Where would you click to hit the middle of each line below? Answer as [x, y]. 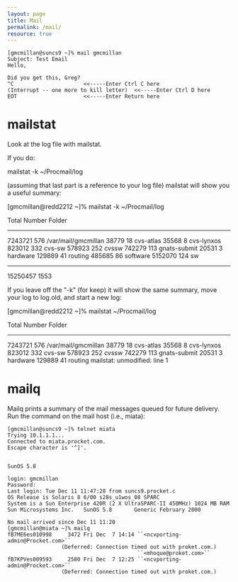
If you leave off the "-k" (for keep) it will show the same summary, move [112, 290]
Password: [22, 485]
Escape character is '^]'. [47, 448]
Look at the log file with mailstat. [55, 144]
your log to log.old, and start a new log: [64, 298]
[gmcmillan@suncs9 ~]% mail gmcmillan [64, 53]
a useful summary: [34, 193]
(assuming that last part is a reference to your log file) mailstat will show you [119, 186]
